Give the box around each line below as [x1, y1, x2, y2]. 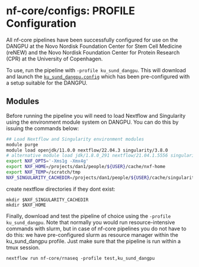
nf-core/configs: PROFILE [6, 4, 135, 18]
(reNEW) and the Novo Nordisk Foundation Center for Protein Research [6, 49, 180, 56]
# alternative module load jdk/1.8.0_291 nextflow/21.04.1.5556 [6, 153, 168, 159]
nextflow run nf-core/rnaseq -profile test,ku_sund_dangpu [6, 255, 155, 261]
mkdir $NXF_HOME [6, 202, 46, 208]
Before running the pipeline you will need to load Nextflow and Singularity [6, 112, 186, 119]
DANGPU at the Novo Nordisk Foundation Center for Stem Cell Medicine [6, 43, 182, 50]
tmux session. [6, 244, 40, 251]
